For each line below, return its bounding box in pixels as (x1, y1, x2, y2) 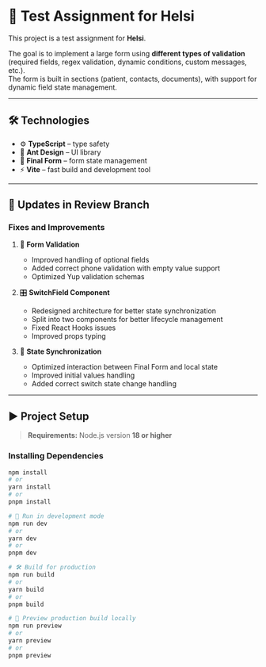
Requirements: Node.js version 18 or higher (27, 431, 173, 440)
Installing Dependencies (8, 450, 104, 462)
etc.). (8, 65, 25, 75)
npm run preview (8, 622, 62, 630)
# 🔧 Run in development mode (8, 512, 104, 520)
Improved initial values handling (31, 370, 135, 380)
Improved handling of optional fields (31, 255, 150, 265)
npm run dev (8, 519, 47, 527)
